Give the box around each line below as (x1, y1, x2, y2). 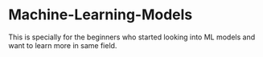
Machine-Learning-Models (8, 6, 193, 24)
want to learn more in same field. (8, 40, 117, 50)
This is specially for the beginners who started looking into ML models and (8, 32, 256, 42)
